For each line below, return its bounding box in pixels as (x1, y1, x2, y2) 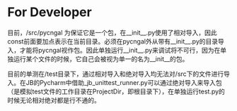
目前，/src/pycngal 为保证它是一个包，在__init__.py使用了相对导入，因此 (7, 28, 217, 37)
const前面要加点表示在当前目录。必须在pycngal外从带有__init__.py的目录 (7, 37, 219, 46)
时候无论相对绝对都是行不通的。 (7, 96, 100, 104)
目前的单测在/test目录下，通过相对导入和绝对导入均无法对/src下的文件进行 (7, 70, 224, 78)
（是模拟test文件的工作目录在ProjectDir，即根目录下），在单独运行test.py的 (7, 87, 225, 96)
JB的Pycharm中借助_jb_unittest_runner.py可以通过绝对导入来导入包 (25, 78, 223, 86)
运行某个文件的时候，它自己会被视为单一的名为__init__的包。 (13, 54, 189, 63)
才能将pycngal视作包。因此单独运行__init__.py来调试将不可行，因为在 (19, 46, 221, 54)
